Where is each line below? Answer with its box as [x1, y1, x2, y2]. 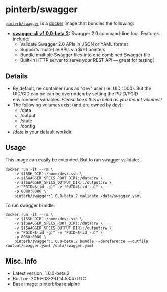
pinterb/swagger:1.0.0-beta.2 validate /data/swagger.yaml [14, 193, 142, 199]
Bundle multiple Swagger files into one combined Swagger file [20, 52, 150, 58]
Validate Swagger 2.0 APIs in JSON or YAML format [20, 41, 128, 47]
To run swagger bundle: [5, 202, 55, 208]
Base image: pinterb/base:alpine [12, 281, 80, 287]
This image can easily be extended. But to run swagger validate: [5, 156, 139, 163]
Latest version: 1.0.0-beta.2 [12, 270, 70, 276]
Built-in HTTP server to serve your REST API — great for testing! [20, 57, 154, 63]
